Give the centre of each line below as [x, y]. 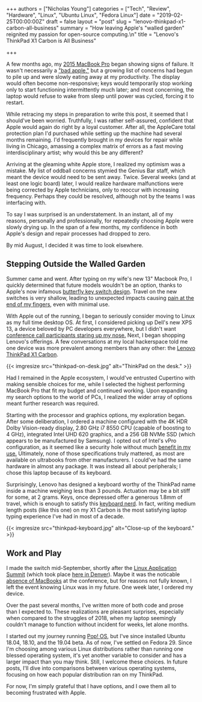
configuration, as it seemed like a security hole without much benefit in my [99, 447]
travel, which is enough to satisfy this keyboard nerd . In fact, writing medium [101, 503]
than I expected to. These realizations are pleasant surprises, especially [95, 612]
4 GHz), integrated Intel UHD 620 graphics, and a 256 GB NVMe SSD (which [101, 434]
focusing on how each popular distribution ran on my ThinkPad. [85, 674]
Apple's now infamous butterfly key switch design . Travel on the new [92, 291]
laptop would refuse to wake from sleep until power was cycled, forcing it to [100, 96]
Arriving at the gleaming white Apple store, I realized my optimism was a [96, 164]
